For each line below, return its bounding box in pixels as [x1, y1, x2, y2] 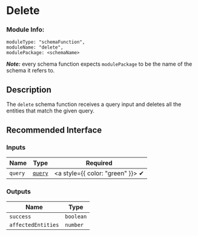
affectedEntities [9, 221, 59, 229]
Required [85, 159, 113, 167]
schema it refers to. [6, 67, 55, 74]
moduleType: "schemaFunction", [6, 39, 85, 46]
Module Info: [6, 26, 45, 34]
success [9, 213, 31, 220]
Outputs [6, 187, 31, 195]
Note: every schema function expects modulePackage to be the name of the [6, 60, 193, 68]
